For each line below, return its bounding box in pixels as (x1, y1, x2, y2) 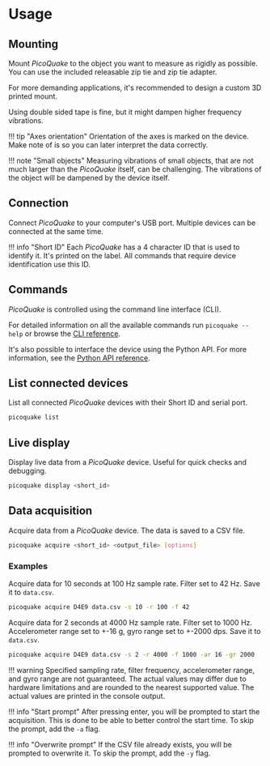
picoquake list (8, 414, 60, 422)
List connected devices (8, 377, 129, 390)
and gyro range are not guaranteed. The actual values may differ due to (8, 674, 247, 683)
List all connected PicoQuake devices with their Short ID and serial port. (8, 398, 248, 407)
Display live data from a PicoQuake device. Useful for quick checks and (8, 457, 247, 467)
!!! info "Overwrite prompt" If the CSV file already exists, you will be (8, 739, 233, 749)
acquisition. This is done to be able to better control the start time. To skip (8, 715, 255, 725)
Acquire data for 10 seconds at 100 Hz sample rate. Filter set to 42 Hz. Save (8, 578, 260, 588)
